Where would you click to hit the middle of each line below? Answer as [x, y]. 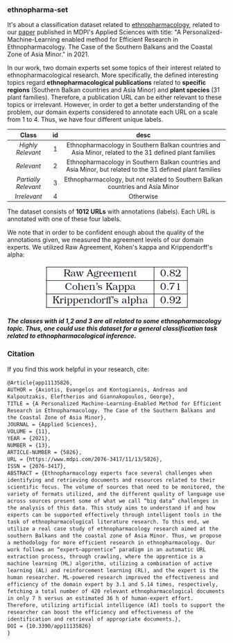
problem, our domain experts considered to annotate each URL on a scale [113, 112]
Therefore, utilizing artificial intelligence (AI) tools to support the [116, 605]
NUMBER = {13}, [29, 445]
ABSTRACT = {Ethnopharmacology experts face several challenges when [110, 473]
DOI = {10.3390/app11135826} [49, 626]
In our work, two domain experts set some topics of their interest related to [114, 68]
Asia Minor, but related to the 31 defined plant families [143, 170]
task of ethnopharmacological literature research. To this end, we [108, 522]
